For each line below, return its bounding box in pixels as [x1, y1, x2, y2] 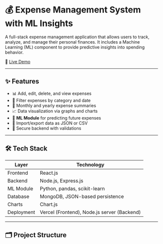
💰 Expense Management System [5, 4, 141, 15]
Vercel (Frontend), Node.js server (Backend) [39, 209, 141, 215]
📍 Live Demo [5, 59, 31, 64]
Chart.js [39, 201, 58, 208]
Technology [76, 161, 105, 168]
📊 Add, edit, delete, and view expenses [12, 91, 92, 96]
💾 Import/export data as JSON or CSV [12, 120, 88, 126]
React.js [39, 169, 58, 176]
